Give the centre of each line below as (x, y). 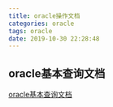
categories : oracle (41, 24)
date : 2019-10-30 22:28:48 (54, 39)
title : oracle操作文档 (44, 16)
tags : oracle (30, 31)
